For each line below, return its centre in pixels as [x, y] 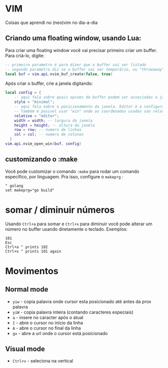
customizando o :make [41, 160]
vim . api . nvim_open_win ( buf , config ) [43, 144]
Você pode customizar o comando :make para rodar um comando [72, 171]
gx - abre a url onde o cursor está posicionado [60, 333]
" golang [14, 186]
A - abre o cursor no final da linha [46, 328]
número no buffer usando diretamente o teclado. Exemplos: [66, 229]
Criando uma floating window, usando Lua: [73, 38]
